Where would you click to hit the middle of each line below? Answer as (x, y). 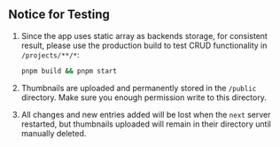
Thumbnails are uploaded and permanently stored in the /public (139, 88)
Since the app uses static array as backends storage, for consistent (144, 35)
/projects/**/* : (51, 54)
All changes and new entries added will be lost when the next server (146, 114)
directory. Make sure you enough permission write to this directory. (144, 97)
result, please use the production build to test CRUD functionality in (144, 45)
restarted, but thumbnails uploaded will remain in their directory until (146, 124)
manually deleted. (54, 133)
